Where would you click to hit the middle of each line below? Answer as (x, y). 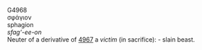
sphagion (20, 25)
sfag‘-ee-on (25, 32)
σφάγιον (19, 17)
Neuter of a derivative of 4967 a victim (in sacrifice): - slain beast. (101, 40)
